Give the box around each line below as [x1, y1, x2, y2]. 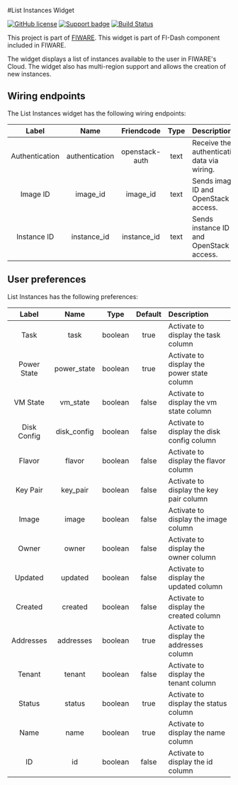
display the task [168, 329, 221, 339]
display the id [168, 757, 213, 767]
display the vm [168, 397, 217, 407]
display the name [168, 728, 225, 738]
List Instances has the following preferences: [7, 292, 138, 300]
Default [135, 309, 161, 319]
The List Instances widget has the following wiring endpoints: [7, 109, 186, 118]
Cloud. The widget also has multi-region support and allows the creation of [7, 62, 227, 70]
